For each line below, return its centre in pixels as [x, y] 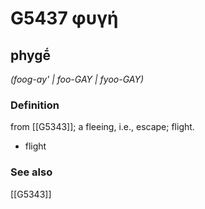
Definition [35, 105]
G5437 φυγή [64, 18]
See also [31, 172]
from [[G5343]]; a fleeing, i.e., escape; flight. [102, 127]
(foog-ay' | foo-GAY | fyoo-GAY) [77, 79]
